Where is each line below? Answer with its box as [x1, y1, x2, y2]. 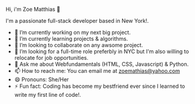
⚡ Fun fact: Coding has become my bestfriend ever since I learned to [14, 82, 185, 90]
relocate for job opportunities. [14, 54, 88, 61]
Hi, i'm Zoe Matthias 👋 [5, 6, 61, 13]
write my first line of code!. [14, 91, 82, 98]
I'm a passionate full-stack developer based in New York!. [5, 17, 149, 24]
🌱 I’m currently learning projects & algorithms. [14, 35, 128, 42]
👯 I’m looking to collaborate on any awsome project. [14, 42, 143, 48]
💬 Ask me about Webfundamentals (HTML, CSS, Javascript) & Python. [14, 60, 189, 68]
